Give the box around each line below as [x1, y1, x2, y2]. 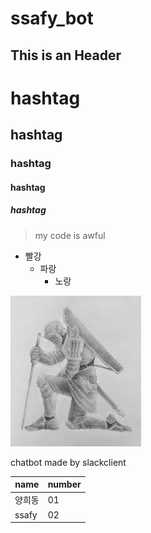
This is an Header [10, 47, 122, 64]
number [47, 478, 82, 491]
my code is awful [34, 229, 106, 241]
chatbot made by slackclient [10, 456, 127, 468]
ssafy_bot [10, 7, 94, 30]
